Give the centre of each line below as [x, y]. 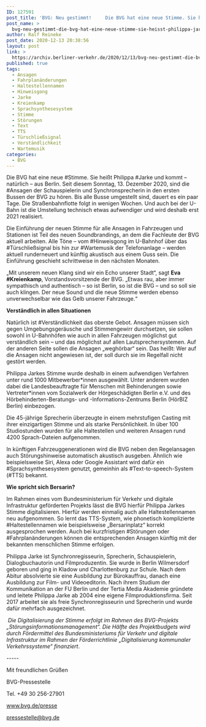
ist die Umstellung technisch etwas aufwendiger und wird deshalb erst [110, 210]
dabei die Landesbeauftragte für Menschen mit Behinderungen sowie [94, 386]
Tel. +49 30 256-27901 [35, 694]
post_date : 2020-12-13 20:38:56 [48, 40]
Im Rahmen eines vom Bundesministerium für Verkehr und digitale [90, 499]
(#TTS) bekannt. [27, 475]
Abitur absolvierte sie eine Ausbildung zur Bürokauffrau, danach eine [93, 576]
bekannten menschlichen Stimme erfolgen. [61, 544]
